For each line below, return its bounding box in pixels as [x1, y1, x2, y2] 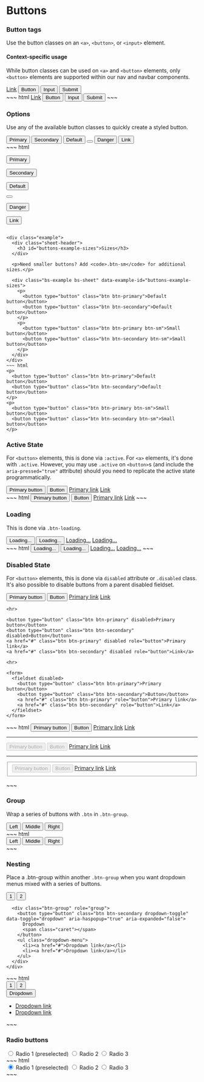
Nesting [6, 860, 30, 868]
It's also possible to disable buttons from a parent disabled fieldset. [6, 581, 175, 588]
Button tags [6, 26, 41, 34]
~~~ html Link [6, 93, 41, 100]
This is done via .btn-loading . [6, 524, 82, 532]
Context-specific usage [6, 53, 68, 61]
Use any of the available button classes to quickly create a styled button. [6, 123, 188, 131]
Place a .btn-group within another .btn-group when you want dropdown [6, 874, 186, 881]
